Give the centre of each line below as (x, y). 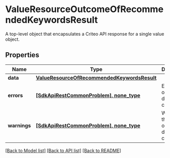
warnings (19, 125)
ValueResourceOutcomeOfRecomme (84, 9)
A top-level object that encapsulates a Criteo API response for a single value (85, 34)
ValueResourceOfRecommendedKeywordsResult (96, 77)
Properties (22, 55)
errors (15, 95)
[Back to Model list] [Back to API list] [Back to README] (63, 150)
